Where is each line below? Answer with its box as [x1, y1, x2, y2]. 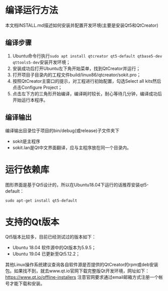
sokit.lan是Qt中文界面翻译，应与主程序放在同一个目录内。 [12, 144, 132, 150]
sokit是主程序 [12, 138, 41, 144]
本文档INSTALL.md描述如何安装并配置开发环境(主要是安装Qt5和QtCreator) [5, 22, 159, 28]
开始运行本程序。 [12, 97, 48, 103]
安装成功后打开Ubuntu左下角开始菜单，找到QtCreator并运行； [12, 65, 141, 71]
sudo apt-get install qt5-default [5, 198, 78, 203]
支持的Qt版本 [5, 216, 60, 227]
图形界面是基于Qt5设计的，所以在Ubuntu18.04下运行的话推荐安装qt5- [5, 182, 149, 188]
